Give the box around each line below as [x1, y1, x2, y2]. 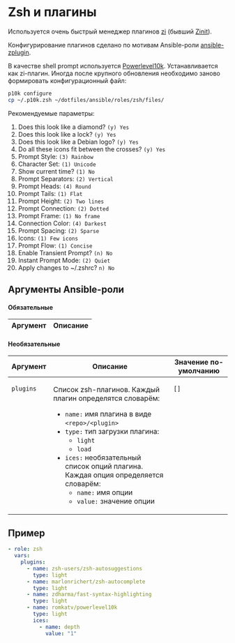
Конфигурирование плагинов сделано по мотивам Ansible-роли [8, 40, 199, 49]
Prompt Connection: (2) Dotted [17, 204, 109, 213]
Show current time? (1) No [17, 167, 95, 175]
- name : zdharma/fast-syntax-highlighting [26, 591, 152, 598]
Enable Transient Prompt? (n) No [17, 248, 113, 257]
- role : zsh [8, 545, 43, 553]
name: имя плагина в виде [64, 409, 152, 419]
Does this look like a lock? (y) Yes [17, 130, 116, 138]
